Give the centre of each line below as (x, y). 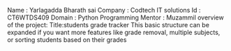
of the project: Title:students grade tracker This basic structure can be (108, 25)
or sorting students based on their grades (67, 40)
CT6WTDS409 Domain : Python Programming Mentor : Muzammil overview (116, 17)
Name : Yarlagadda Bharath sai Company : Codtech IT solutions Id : (104, 10)
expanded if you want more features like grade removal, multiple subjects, (114, 32)
